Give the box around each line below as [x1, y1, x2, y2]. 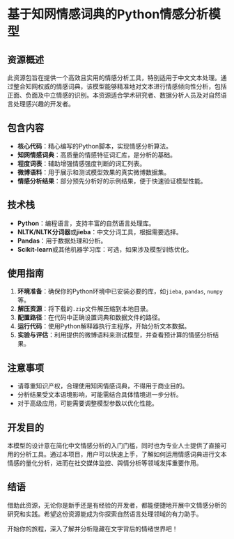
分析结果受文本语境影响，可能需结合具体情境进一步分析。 [17, 390, 182, 399]
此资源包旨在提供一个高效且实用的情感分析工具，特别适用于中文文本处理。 [7, 74, 221, 82]
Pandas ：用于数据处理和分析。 [17, 236, 107, 245]
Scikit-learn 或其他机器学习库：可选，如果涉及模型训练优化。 [17, 245, 193, 253]
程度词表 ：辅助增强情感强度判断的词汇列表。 [17, 159, 146, 167]
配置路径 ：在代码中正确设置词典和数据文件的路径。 [17, 313, 164, 321]
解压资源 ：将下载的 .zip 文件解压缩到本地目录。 [17, 305, 153, 313]
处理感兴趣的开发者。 [13, 100, 75, 108]
